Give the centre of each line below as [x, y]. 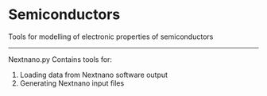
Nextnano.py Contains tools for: [60, 59]
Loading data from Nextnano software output [94, 75]
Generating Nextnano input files [72, 83]
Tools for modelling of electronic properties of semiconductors [111, 36]
